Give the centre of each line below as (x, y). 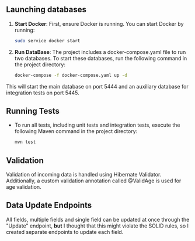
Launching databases (46, 10)
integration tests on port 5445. (43, 93)
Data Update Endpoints (49, 206)
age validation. (24, 187)
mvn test (25, 142)
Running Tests (33, 111)
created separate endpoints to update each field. (65, 232)
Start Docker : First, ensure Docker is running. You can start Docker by (99, 23)
